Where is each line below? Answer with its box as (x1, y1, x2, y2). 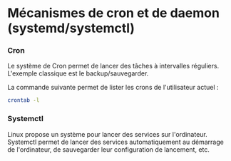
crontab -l (7, 97, 40, 104)
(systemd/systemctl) (7, 20, 135, 36)
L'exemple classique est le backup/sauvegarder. (7, 69, 149, 78)
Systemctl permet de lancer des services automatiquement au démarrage (7, 137, 225, 146)
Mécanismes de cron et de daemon (7, 5, 220, 21)
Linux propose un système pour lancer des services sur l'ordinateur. (7, 130, 208, 138)
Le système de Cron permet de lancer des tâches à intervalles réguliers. (7, 62, 220, 71)
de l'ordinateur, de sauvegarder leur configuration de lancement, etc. (7, 145, 210, 154)
